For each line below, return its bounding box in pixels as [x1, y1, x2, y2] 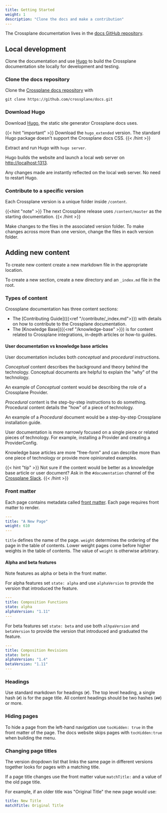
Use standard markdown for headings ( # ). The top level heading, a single [5, 689, 155, 696]
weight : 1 [5, 12, 26, 17]
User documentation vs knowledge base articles [5, 343, 108, 349]
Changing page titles [5, 747, 57, 754]
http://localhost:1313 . [5, 160, 48, 166]
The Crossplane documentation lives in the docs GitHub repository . [5, 31, 143, 37]
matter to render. [5, 504, 40, 511]
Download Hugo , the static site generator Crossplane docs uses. [5, 120, 138, 126]
